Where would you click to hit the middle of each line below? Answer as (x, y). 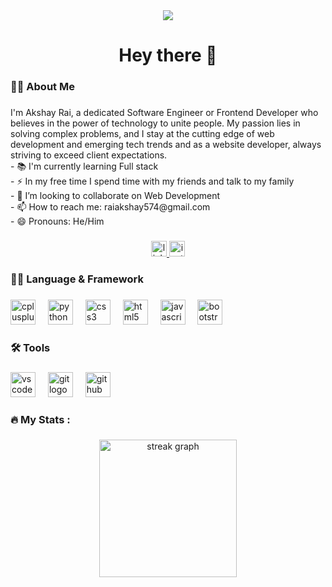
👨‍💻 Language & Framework (77, 279)
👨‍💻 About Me (42, 87)
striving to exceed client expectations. (89, 155)
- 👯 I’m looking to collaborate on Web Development (115, 196)
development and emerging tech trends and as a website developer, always (166, 145)
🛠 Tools (30, 347)
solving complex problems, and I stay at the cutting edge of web (142, 134)
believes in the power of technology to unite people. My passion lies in (155, 123)
